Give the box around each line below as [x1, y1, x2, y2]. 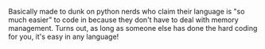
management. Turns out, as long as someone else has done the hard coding [8, 24, 258, 32]
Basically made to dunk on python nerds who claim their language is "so [8, 7, 245, 16]
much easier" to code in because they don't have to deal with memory [8, 15, 239, 24]
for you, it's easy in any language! [8, 32, 119, 41]
